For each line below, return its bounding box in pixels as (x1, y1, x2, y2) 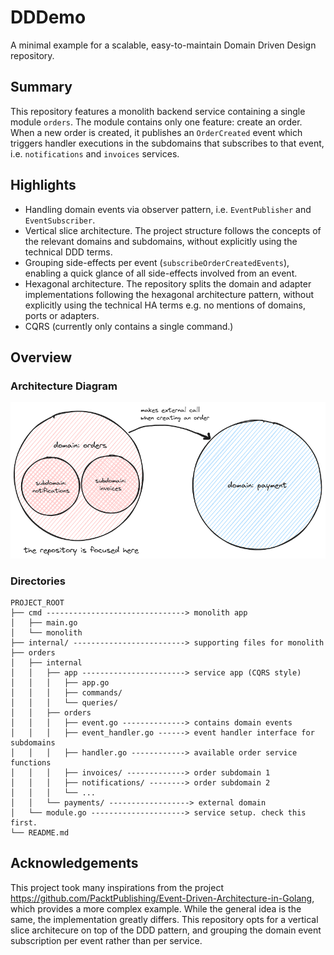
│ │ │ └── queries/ (10, 698, 118, 708)
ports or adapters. (24, 309, 100, 321)
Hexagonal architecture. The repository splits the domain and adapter (24, 277, 312, 290)
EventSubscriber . (24, 214, 96, 226)
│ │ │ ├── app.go (10, 678, 110, 688)
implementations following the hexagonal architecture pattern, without (24, 288, 315, 300)
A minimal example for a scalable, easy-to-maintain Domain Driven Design (10, 39, 317, 51)
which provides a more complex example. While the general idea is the (10, 902, 302, 915)
